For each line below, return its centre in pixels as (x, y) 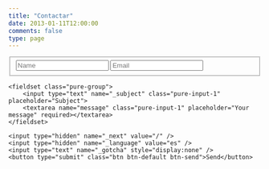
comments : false (35, 31)
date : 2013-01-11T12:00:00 (53, 23)
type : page (26, 38)
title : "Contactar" (41, 16)
